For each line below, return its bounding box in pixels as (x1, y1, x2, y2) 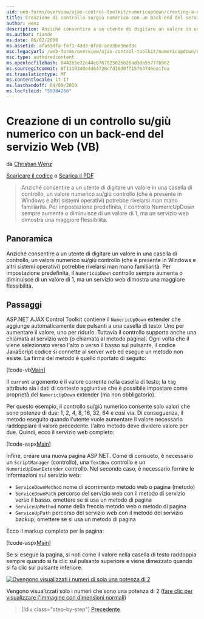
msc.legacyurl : (6, 49, 45, 55)
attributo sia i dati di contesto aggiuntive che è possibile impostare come (6, 384, 188, 392)
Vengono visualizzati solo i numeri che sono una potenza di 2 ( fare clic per (6, 587, 193, 595)
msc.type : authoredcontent (6, 54, 75, 60)
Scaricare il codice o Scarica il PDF (6, 171, 94, 179)
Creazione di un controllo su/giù (6, 114, 171, 128)
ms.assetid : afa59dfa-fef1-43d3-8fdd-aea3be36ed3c (6, 43, 137, 49)
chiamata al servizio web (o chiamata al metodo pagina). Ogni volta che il (6, 335, 189, 342)
